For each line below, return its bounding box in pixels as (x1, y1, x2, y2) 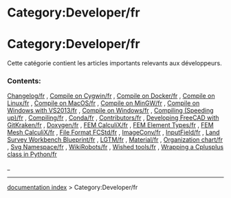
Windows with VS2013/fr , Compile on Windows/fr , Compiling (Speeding (7, 107, 214, 115)
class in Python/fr (7, 150, 57, 159)
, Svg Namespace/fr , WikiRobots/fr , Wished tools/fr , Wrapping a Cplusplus (7, 143, 224, 151)
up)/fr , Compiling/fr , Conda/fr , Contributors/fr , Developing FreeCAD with (7, 113, 219, 122)
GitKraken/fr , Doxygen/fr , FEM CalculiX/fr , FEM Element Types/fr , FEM (7, 121, 214, 129)
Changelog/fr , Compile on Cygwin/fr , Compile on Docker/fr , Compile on (7, 91, 215, 100)
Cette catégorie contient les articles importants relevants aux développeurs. (7, 59, 222, 67)
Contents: (7, 76, 41, 86)
